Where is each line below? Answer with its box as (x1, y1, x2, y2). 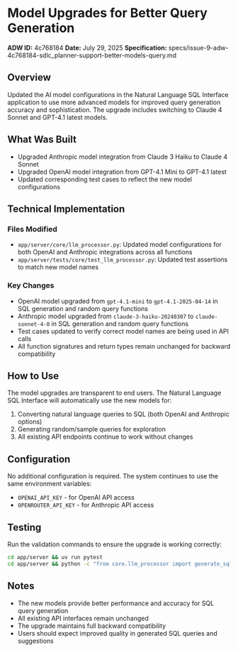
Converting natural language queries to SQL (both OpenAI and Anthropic (17, 410, 230, 419)
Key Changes (7, 281, 55, 291)
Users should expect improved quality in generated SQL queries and (17, 629, 217, 637)
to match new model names (17, 263, 99, 271)
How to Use (7, 370, 59, 382)
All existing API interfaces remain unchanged (17, 614, 149, 622)
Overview (7, 72, 52, 84)
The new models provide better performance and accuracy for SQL (17, 599, 215, 607)
